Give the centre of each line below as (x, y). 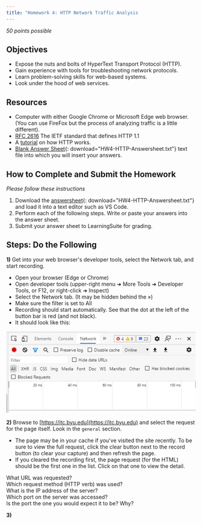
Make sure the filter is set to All (53, 303)
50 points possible (29, 31)
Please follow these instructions (46, 189)
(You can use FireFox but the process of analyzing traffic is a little (96, 123)
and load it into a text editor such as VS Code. (72, 207)
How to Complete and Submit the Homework (91, 174)
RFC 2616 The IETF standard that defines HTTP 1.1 (77, 136)
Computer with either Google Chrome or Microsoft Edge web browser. (102, 117)
